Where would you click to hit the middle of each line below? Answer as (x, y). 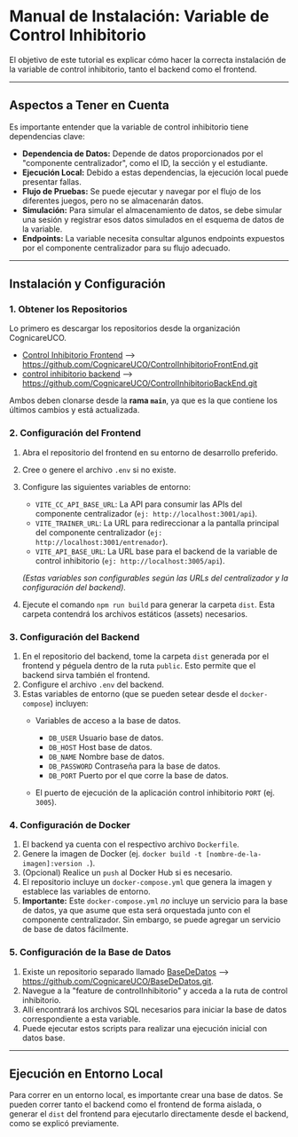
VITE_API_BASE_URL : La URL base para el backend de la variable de (156, 551)
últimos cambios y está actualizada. (74, 410)
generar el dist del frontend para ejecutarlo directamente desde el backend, (149, 1114)
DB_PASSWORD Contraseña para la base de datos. (134, 766)
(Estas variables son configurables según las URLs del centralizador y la (155, 578)
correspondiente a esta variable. (81, 1019)
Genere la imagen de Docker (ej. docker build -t (112, 854)
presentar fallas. (51, 182)
